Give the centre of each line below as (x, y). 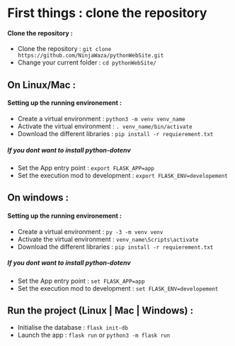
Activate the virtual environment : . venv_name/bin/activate (105, 126)
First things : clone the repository (107, 13)
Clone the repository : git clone (64, 49)
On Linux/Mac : (42, 85)
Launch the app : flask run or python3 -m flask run (94, 335)
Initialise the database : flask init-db (73, 328)
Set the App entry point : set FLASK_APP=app (81, 281)
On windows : (38, 197)
